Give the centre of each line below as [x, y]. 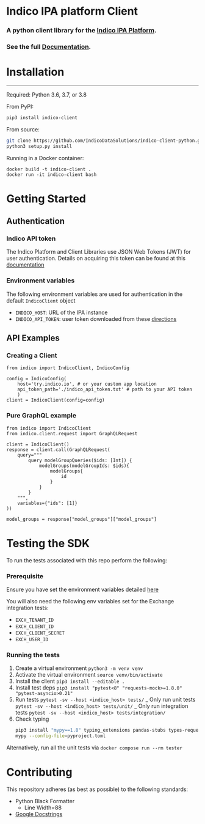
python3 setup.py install [39, 146]
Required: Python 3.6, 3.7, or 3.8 [47, 94]
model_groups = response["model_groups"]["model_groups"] [81, 519]
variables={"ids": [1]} [48, 503]
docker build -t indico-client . [49, 169]
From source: [23, 129]
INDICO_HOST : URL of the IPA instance [61, 312]
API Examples [33, 338]
